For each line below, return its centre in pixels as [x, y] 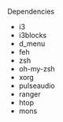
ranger [30, 94]
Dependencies [31, 11]
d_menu [32, 44]
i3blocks [33, 35]
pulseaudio [37, 86]
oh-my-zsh [37, 69]
